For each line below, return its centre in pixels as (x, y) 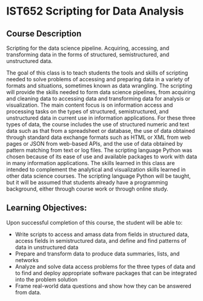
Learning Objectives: (47, 208)
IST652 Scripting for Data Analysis (95, 11)
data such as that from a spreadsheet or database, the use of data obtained (101, 131)
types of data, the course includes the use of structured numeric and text (98, 124)
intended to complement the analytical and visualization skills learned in (96, 169)
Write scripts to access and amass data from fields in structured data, (102, 234)
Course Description (44, 34)
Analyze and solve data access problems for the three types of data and (105, 266)
